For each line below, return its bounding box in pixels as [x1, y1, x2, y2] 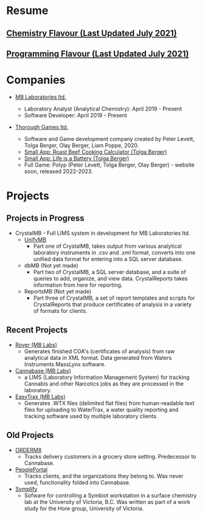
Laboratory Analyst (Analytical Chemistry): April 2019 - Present [24, 105, 182, 112]
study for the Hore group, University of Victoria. [24, 505, 144, 512]
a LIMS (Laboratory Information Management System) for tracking [24, 373, 190, 381]
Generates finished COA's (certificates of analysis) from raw [24, 347, 175, 354]
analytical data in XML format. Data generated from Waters [24, 354, 172, 361]
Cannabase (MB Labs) [15, 367, 72, 374]
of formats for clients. [33, 307, 88, 314]
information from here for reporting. [33, 281, 123, 289]
